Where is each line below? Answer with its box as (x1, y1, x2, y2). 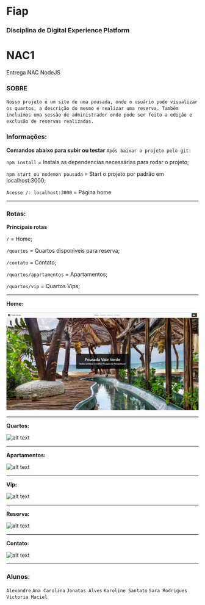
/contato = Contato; (6, 258, 57, 266)
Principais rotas (6, 223, 48, 230)
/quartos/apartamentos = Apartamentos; (6, 270, 108, 278)
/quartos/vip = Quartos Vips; (6, 282, 81, 289)
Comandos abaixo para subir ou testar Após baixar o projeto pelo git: (6, 147, 192, 154)
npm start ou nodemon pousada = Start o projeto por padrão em (6, 170, 164, 178)
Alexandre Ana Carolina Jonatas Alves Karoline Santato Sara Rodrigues (6, 587, 187, 593)
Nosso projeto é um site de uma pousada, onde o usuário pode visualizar (6, 99, 198, 105)
